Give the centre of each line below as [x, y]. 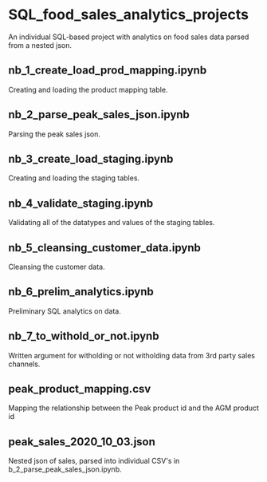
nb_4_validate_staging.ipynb [81, 203]
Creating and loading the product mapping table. [88, 89]
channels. [24, 364]
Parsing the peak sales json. [55, 134]
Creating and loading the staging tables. [74, 178]
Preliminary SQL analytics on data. [65, 311]
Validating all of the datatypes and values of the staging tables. [112, 223]
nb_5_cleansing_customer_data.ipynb [104, 248]
